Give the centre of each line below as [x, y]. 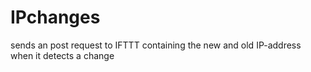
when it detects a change [62, 55]
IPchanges [55, 17]
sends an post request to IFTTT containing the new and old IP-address [156, 45]
